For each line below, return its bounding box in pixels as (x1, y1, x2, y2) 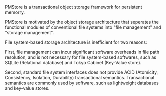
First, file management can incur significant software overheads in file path (5, 49, 160, 55)
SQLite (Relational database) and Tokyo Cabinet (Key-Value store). (5, 60, 142, 65)
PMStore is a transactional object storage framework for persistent (5, 4, 142, 10)
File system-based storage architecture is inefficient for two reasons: (5, 39, 147, 45)
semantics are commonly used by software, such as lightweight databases (5, 80, 159, 86)
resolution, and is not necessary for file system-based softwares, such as (5, 54, 156, 60)
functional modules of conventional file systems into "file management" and (5, 24, 161, 30)
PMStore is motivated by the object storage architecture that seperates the (5, 19, 159, 25)
